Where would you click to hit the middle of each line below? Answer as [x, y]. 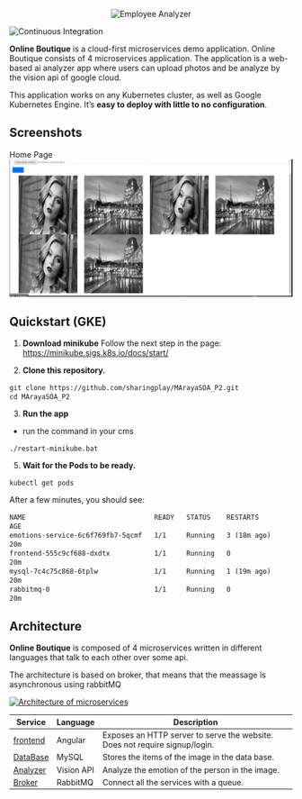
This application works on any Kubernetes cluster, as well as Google [136, 95]
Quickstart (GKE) [58, 322]
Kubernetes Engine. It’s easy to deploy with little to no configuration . [138, 104]
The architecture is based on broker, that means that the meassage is [138, 675]
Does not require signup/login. [158, 745]
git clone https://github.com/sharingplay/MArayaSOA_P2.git [124, 388]
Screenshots [46, 133]
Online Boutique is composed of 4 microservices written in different [136, 648]
